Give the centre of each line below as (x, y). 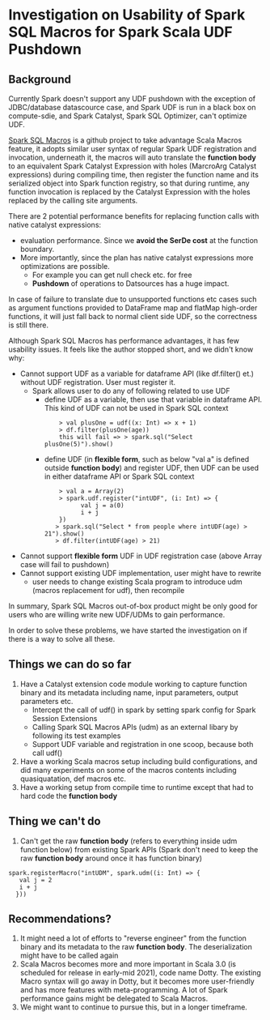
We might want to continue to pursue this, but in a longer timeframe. (134, 1007)
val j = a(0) (102, 506)
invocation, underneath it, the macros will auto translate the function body (133, 157)
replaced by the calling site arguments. (73, 201)
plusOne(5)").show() (79, 444)
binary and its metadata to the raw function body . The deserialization (136, 947)
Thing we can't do (55, 821)
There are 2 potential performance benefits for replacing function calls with (134, 216)
